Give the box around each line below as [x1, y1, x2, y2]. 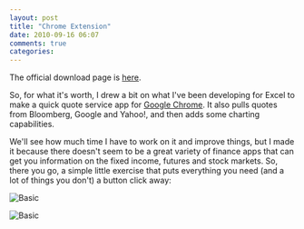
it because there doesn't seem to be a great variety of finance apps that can [9, 146, 295, 157]
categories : [9, 47, 54, 56]
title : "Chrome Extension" [9, 22, 112, 31]
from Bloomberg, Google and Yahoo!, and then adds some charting [9, 109, 260, 120]
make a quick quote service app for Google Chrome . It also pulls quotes [9, 99, 279, 110]
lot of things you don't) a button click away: [9, 174, 172, 186]
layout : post [9, 13, 59, 23]
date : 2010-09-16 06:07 [9, 30, 100, 39]
